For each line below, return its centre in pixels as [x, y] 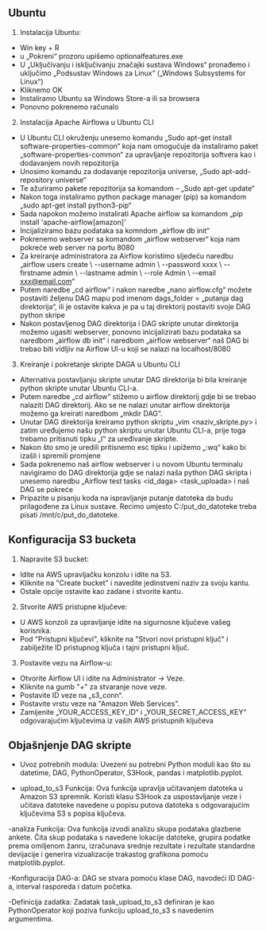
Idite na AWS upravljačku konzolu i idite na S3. [96, 574]
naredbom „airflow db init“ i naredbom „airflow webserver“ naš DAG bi [134, 340]
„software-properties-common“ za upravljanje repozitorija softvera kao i [138, 154]
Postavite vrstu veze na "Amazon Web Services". [100, 704]
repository [37, 180]
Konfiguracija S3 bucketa [72, 540]
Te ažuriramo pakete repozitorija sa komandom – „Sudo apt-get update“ [137, 188]
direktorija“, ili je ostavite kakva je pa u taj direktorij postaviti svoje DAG [135, 306]
